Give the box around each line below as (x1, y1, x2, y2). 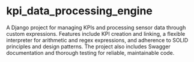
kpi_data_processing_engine (6, 4, 153, 18)
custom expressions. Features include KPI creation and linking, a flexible (6, 30, 186, 37)
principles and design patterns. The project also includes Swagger (6, 43, 171, 50)
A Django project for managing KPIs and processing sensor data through (6, 24, 186, 31)
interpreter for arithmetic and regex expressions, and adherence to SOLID (6, 36, 189, 44)
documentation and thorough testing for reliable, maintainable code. (6, 49, 175, 56)
